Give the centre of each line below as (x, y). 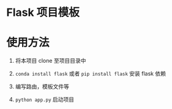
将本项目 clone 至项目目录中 (50, 61)
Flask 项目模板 (43, 12)
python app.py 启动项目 (45, 100)
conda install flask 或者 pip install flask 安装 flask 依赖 (91, 74)
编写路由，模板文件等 (42, 86)
